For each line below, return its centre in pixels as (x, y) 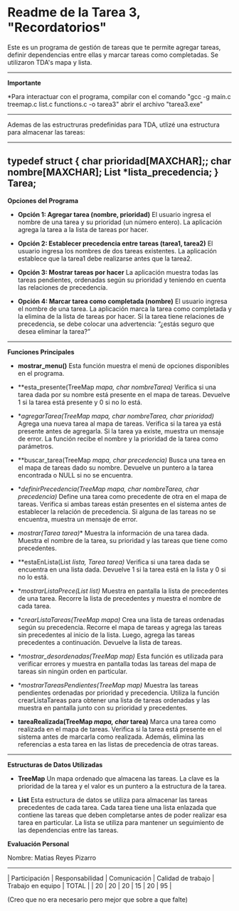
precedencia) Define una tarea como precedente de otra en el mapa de (122, 496)
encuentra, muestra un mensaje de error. (78, 519)
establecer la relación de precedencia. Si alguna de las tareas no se (117, 511)
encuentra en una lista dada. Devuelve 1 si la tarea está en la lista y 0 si (122, 569)
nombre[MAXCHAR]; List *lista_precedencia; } (113, 173)
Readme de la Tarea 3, (74, 12)
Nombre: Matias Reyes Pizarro (52, 858)
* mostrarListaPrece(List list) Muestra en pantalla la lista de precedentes (123, 591)
